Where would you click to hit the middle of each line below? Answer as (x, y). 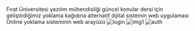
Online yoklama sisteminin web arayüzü (56, 22)
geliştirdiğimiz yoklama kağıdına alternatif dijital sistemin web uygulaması (98, 15)
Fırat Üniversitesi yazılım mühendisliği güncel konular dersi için (85, 9)
